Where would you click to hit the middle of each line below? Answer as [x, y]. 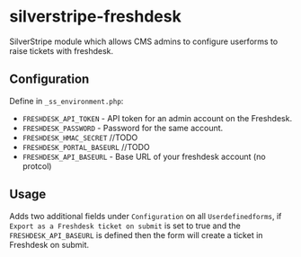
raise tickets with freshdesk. [62, 50]
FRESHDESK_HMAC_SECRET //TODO [80, 137]
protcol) [37, 166]
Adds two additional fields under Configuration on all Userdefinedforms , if [146, 216]
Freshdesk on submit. [49, 244]
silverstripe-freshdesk [95, 17]
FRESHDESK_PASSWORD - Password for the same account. [123, 128]
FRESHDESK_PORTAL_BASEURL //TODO [86, 146]
